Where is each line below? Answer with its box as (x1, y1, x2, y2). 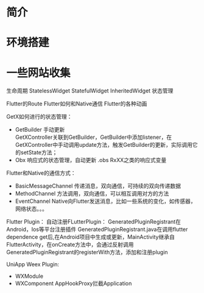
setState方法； (20, 149, 58, 156)
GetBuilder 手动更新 (15, 126, 65, 133)
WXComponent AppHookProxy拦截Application (15, 280, 132, 287)
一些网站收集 (6, 66, 71, 80)
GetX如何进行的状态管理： (6, 113, 72, 121)
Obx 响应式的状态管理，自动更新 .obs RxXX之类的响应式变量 (15, 157, 167, 164)
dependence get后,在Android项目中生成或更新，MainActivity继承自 (6, 233, 175, 241)
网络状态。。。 (15, 205, 47, 213)
